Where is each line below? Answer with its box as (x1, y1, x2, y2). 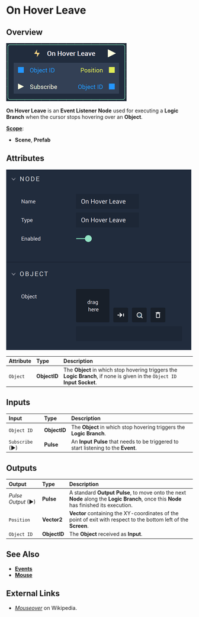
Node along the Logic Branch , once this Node (69, 495, 182, 502)
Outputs (6, 463, 37, 473)
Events (14, 565, 33, 572)
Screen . (69, 522, 89, 529)
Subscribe (8, 439, 33, 445)
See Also (6, 550, 40, 560)
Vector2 (42, 516, 63, 524)
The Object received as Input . (69, 531, 143, 538)
